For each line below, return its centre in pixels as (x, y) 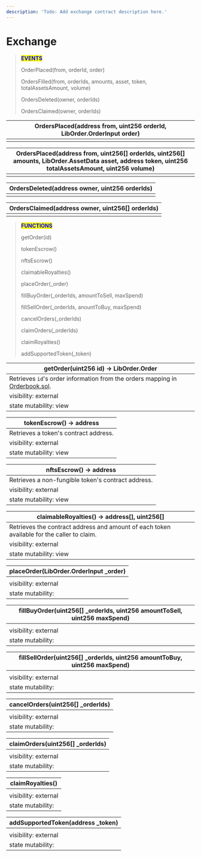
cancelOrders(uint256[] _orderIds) (60, 704)
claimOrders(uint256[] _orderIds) (58, 743)
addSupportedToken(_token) (56, 353)
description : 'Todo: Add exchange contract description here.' (87, 12)
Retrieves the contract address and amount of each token (90, 527)
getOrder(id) (36, 237)
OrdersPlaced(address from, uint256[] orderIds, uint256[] (100, 153)
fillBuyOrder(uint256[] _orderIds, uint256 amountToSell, (100, 610)
